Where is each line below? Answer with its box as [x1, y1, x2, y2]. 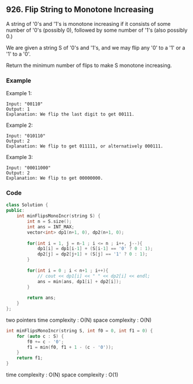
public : [6, 208, 25, 214]
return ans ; [27, 295, 57, 301]
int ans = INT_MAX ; [27, 224, 75, 230]
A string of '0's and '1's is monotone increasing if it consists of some [6, 20, 171, 27]
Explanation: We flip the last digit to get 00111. [6, 112, 135, 117]
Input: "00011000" [6, 165, 51, 171]
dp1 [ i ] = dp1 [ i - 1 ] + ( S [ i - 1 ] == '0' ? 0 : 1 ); [37, 246, 153, 252]
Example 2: [6, 122, 33, 129]
